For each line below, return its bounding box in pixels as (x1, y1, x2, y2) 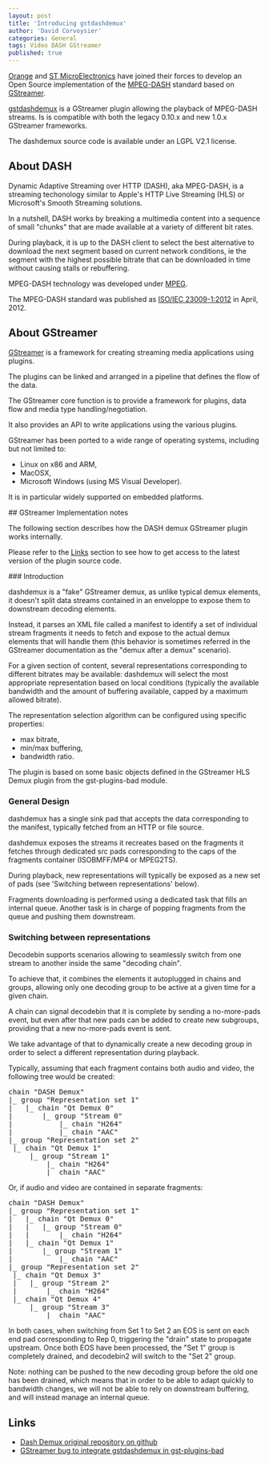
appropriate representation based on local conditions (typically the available (8, 678, 259, 687)
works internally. (8, 532, 63, 541)
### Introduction (8, 571, 64, 581)
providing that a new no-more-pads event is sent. (8, 1024, 172, 1033)
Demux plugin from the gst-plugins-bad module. (8, 776, 168, 785)
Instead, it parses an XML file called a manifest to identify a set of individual (8, 619, 258, 629)
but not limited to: (8, 443, 66, 454)
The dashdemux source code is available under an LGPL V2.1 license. (8, 137, 238, 145)
